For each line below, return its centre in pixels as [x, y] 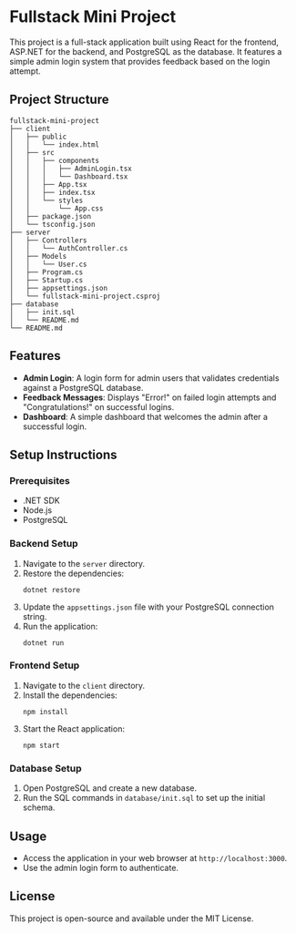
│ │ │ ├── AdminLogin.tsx [71, 169]
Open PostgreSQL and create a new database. [110, 788]
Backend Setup [44, 544]
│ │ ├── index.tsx [52, 192]
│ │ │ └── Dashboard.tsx [69, 176]
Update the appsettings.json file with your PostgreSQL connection [148, 607]
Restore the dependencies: [73, 573]
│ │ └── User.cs [49, 264]
